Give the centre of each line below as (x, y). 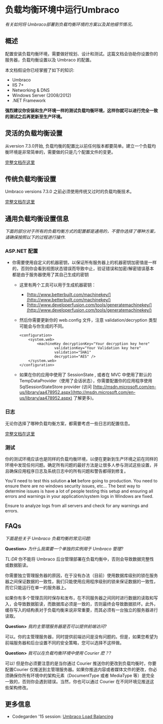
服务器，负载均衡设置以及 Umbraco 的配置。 (49, 60)
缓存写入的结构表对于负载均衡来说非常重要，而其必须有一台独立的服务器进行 (81, 610)
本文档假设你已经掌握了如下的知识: (40, 70)
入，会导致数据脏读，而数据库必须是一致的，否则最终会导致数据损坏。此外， (81, 604)
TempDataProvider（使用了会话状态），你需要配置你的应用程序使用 (86, 381)
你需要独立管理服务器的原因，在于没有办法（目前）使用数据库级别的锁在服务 (81, 575)
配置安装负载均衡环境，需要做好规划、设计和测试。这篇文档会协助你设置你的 (81, 53)
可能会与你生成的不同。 (43, 326)
